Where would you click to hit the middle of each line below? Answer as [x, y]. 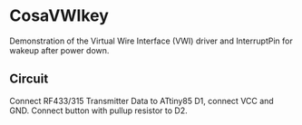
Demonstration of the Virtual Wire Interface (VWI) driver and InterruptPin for [151, 41]
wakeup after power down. [59, 50]
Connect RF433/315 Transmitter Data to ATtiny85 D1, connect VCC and [141, 101]
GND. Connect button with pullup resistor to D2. [98, 111]
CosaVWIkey [59, 16]
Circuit [29, 79]
